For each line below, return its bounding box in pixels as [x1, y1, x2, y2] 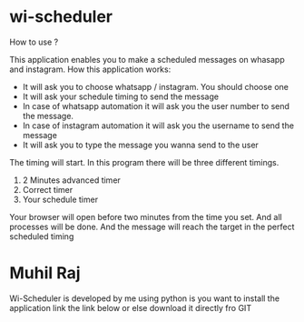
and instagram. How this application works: [9, 64, 172, 75]
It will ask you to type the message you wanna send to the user [22, 139, 259, 150]
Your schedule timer [22, 194, 98, 205]
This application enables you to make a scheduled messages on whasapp [9, 54, 285, 65]
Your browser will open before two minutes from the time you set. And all [9, 211, 283, 222]
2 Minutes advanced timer [22, 175, 121, 186]
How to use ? [9, 36, 59, 47]
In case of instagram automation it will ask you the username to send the [22, 120, 295, 131]
